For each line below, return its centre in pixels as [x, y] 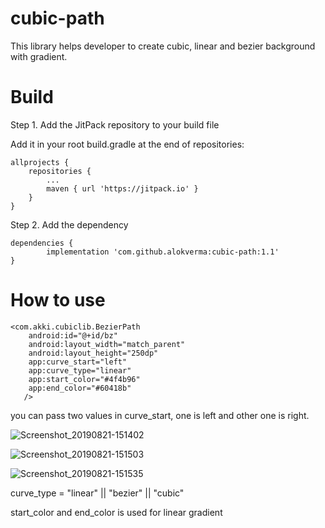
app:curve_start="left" [78, 362]
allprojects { [40, 162]
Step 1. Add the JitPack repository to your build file [115, 124]
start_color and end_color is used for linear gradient [116, 512]
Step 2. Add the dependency [69, 224]
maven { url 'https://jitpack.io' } [122, 188]
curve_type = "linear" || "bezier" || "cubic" [97, 493]
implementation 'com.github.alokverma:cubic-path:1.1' [163, 252]
